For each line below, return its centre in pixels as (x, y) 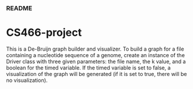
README (19, 8)
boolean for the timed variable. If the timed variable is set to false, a (89, 67)
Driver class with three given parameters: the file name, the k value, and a (96, 61)
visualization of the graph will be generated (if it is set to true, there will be (97, 74)
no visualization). (27, 80)
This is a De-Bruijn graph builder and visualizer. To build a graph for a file (95, 49)
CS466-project (44, 33)
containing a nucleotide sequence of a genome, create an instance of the (96, 55)
